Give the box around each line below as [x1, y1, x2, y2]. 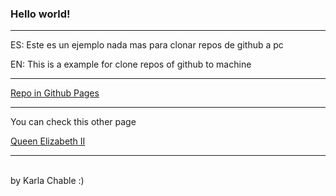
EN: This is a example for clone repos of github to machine [10, 58, 252, 71]
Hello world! [10, 7, 71, 21]
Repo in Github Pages [10, 87, 100, 99]
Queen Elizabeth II [10, 135, 86, 147]
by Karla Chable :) [10, 175, 85, 187]
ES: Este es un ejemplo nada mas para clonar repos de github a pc [10, 39, 284, 51]
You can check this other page [10, 116, 137, 128]
